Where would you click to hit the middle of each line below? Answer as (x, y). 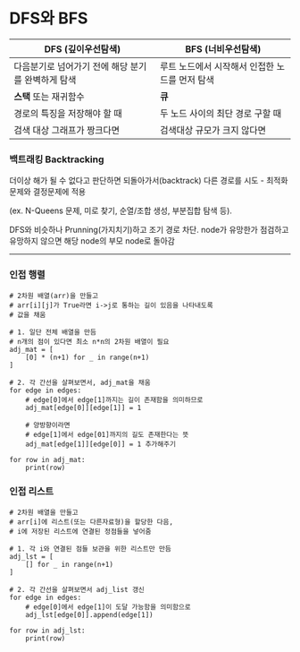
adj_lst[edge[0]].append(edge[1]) (89, 614)
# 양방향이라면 (48, 425)
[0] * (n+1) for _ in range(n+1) (87, 357)
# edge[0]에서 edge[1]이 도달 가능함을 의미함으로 (108, 607)
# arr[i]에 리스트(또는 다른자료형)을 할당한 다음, (92, 522)
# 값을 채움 (28, 314)
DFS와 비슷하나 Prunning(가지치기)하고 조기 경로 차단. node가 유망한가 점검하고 (149, 230)
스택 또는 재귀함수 (49, 97)
